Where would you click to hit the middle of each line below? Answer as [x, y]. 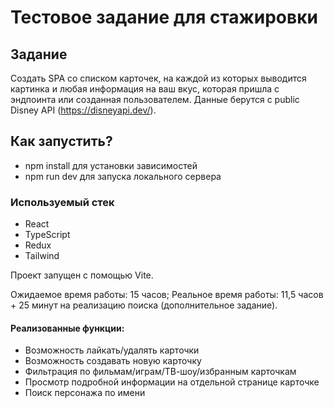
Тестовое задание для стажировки [164, 17]
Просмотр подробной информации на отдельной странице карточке [172, 382]
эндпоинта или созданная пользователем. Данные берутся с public [155, 99]
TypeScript [47, 235]
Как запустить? [61, 141]
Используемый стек [62, 202]
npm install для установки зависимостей [111, 165]
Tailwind [42, 256]
